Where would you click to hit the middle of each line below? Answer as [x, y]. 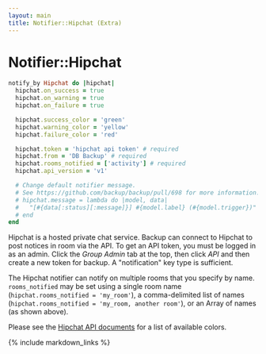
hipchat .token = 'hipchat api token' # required [97, 149]
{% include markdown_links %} [59, 343]
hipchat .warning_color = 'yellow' [72, 127]
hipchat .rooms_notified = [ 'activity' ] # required [101, 164]
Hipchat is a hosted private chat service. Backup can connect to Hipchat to [131, 237]
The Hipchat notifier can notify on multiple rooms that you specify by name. [131, 278]
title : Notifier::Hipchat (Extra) [65, 23]
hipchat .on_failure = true [60, 106]
